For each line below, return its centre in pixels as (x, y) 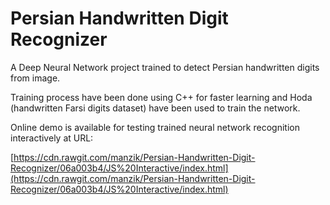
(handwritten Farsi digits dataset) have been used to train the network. (155, 108)
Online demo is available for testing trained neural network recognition (155, 127)
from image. (35, 78)
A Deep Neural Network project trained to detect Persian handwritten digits (165, 67)
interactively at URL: (52, 138)
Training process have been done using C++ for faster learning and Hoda (161, 97)
